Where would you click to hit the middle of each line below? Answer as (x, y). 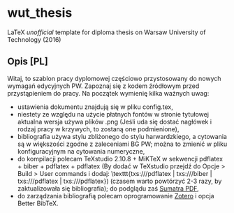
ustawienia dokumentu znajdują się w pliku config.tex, (95, 107)
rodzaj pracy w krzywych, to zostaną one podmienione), (98, 129)
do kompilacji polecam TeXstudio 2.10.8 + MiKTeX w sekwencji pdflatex (120, 159)
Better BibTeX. (38, 203)
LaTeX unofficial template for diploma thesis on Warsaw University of (107, 32)
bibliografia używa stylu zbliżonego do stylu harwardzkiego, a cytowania (122, 136)
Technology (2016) (34, 39)
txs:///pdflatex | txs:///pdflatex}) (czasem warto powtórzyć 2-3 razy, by (119, 181)
